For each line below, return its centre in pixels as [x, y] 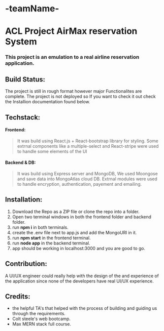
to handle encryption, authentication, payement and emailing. [79, 184]
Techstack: [23, 117]
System [21, 42]
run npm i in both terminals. [40, 227]
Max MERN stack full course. [42, 324]
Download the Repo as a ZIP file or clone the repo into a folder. [76, 211]
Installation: [24, 200]
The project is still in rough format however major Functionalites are [73, 91]
